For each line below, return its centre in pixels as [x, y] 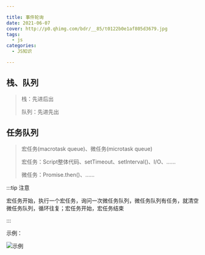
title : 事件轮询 [25, 17]
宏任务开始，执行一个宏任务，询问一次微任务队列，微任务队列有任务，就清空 [103, 200]
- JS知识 [22, 52]
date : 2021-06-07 [28, 23]
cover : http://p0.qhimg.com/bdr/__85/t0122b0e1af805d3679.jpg [87, 29]
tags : [13, 34]
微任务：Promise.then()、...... [58, 174]
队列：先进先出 [40, 112]
